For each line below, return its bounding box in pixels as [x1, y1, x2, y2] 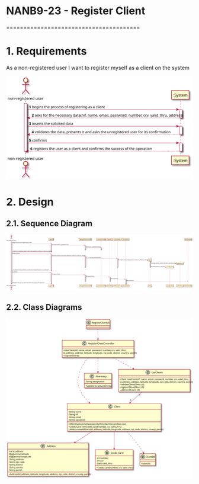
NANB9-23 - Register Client [6, 4, 146, 18]
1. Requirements [6, 44, 87, 58]
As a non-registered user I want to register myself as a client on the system [6, 64, 190, 71]
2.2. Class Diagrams [6, 302, 82, 312]
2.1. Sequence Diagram [6, 219, 93, 229]
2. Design [6, 195, 54, 209]
